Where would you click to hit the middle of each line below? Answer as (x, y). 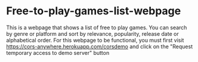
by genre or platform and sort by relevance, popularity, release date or (92, 33)
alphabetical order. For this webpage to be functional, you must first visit (95, 40)
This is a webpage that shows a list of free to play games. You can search (97, 27)
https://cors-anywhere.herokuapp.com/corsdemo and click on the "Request (99, 46)
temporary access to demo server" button (58, 52)
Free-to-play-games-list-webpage (94, 11)
